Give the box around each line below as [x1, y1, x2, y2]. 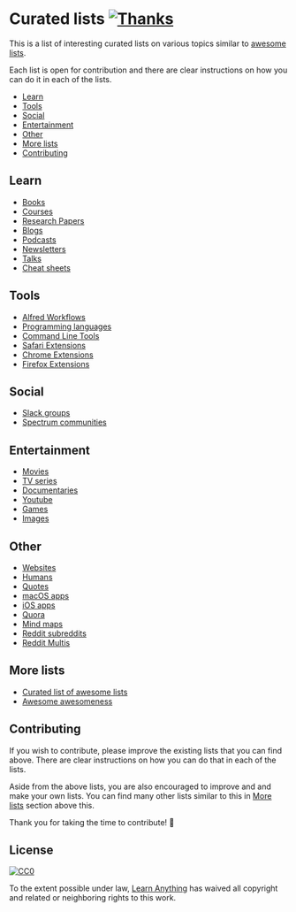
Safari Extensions [21, 340, 87, 350]
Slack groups [21, 408, 71, 418]
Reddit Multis [21, 638, 71, 648]
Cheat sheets [21, 262, 71, 273]
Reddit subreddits [21, 628, 87, 639]
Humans [21, 571, 53, 582]
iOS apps [21, 600, 56, 610]
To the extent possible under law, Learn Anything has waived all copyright [9, 883, 278, 893]
